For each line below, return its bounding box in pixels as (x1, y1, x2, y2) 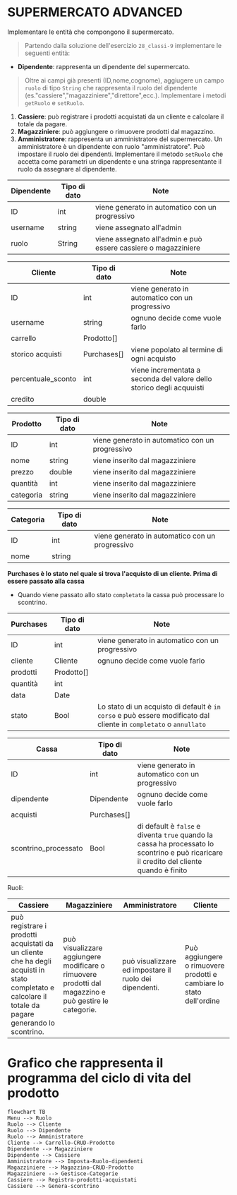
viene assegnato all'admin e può (95, 234, 202, 244)
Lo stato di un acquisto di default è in (97, 702, 221, 711)
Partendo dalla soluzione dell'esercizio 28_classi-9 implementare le (24, 41, 222, 49)
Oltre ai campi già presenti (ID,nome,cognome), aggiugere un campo (24, 76, 224, 85)
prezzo (11, 467, 34, 476)
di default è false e (137, 821, 201, 831)
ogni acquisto (130, 354, 176, 364)
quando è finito (137, 865, 188, 875)
